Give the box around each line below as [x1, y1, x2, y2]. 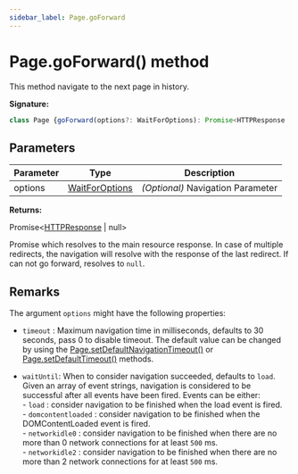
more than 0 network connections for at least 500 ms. [21, 437, 219, 448]
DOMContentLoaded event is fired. [21, 419, 151, 429]
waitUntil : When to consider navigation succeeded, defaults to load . [21, 371, 276, 382]
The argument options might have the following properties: [9, 308, 226, 319]
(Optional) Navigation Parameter [141, 182, 278, 195]
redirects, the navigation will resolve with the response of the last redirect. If [9, 249, 289, 260]
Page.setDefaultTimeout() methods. [21, 353, 154, 364]
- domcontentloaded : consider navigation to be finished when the [21, 409, 261, 420]
